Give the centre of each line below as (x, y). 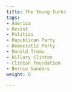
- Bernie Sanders (28, 69)
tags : (13, 18)
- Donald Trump (25, 52)
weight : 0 (19, 74)
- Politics (20, 35)
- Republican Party (31, 40)
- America (19, 23)
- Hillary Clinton (29, 57)
